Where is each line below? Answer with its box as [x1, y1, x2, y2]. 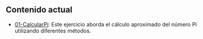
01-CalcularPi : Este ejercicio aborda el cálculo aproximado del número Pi [14, 20, 198, 28]
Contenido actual [5, 5, 73, 15]
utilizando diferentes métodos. [14, 27, 91, 34]
